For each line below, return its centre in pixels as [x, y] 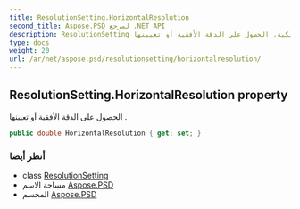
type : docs [29, 42]
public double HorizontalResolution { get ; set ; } [105, 133]
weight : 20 [29, 51]
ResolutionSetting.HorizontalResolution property [149, 95]
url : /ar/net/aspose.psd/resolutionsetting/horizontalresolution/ [135, 59]
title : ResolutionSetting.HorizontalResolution [100, 17]
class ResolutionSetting [65, 175]
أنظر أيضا [27, 155]
